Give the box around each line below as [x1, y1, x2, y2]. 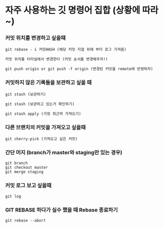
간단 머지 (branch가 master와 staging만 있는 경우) [5, 149, 123, 156]
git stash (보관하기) [5, 91, 46, 97]
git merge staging [5, 169, 44, 175]
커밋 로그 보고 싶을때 [5, 182, 52, 189]
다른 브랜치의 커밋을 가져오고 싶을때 [5, 124, 86, 131]
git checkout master [5, 165, 49, 170]
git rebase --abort [5, 218, 46, 223]
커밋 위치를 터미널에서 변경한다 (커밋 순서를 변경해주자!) [5, 57, 108, 62]
